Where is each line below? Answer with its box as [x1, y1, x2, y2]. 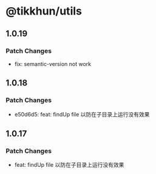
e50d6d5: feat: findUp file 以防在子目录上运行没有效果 [14, 110, 150, 118]
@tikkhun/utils [5, 4, 83, 18]
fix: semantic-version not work [14, 60, 92, 67]
